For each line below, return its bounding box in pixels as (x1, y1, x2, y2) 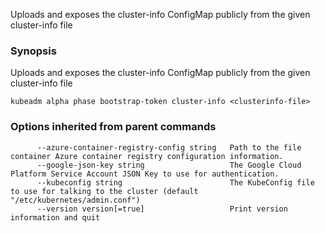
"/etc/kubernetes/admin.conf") (10, 195, 141, 205)
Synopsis (10, 44, 57, 58)
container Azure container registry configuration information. (10, 151, 284, 161)
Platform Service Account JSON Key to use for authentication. (10, 169, 280, 179)
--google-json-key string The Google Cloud (36, 160, 302, 170)
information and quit (10, 212, 101, 223)
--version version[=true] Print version (36, 204, 288, 214)
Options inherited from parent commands (10, 120, 217, 134)
